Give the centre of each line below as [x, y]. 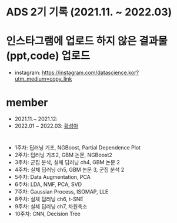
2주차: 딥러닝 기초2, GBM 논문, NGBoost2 [64, 155]
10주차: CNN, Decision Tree [47, 214]
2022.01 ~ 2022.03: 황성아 [46, 126]
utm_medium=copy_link [43, 79]
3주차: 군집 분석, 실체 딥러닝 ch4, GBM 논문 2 [67, 162]
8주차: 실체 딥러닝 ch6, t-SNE [49, 199]
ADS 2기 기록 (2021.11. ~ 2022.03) [89, 12]
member [27, 103]
